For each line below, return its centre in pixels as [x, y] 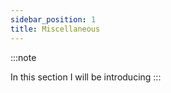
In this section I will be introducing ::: [86, 77]
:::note [23, 57]
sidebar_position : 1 [53, 19]
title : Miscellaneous [55, 29]
